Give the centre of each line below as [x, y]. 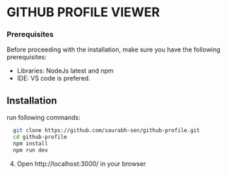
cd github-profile [40, 137]
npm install [31, 144]
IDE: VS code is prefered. [53, 78]
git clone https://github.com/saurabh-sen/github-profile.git [106, 131]
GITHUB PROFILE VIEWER [83, 12]
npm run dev [31, 150]
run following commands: [43, 118]
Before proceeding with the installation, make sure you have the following [113, 49]
